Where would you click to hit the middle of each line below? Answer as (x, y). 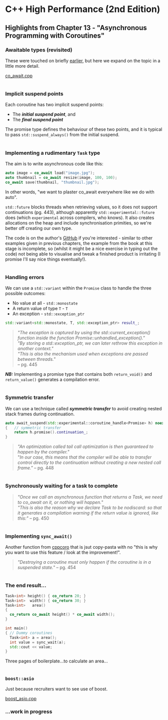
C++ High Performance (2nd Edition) (83, 9)
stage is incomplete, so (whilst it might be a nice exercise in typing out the (81, 249)
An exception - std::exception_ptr (48, 314)
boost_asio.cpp (21, 698)
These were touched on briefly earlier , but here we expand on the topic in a (83, 61)
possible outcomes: (25, 294)
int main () (16, 628)
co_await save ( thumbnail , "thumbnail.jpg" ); (52, 182)
